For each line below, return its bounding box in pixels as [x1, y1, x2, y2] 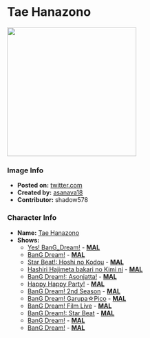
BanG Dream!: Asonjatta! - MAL [27, 272, 117, 280]
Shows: [17, 236, 40, 244]
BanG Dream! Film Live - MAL [27, 302, 112, 310]
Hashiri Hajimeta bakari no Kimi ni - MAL [27, 265, 143, 273]
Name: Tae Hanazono [17, 228, 80, 237]
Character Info [7, 213, 57, 223]
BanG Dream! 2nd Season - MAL [27, 286, 121, 295]
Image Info [7, 166, 43, 175]
